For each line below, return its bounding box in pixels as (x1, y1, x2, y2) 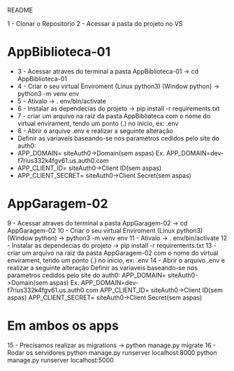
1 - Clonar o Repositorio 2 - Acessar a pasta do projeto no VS (7, 20, 183, 27)
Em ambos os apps (7, 318, 119, 334)
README (7, 6, 34, 14)
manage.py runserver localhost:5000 (7, 356, 114, 364)
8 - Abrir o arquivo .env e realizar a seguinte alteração (17, 126, 173, 135)
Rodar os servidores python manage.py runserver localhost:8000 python (7, 348, 217, 356)
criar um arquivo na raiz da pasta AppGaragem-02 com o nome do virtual (7, 248, 219, 257)
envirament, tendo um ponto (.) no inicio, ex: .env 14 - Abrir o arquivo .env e (7, 255, 226, 265)
